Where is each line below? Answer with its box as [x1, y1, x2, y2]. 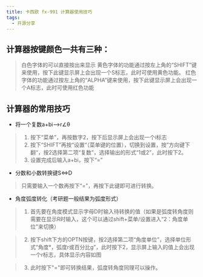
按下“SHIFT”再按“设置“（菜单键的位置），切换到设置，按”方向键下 [30, 141, 190, 149]
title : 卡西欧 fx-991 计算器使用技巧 [6, 8, 93, 15]
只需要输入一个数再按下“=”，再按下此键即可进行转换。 [21, 182, 158, 189]
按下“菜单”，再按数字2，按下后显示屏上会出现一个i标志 [30, 134, 167, 141]
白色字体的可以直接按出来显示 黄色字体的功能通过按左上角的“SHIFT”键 [21, 61, 197, 68]
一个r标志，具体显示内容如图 [30, 251, 102, 258]
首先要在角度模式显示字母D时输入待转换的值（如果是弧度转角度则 [30, 208, 194, 215]
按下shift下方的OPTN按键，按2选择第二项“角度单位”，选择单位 [30, 236, 187, 243]
